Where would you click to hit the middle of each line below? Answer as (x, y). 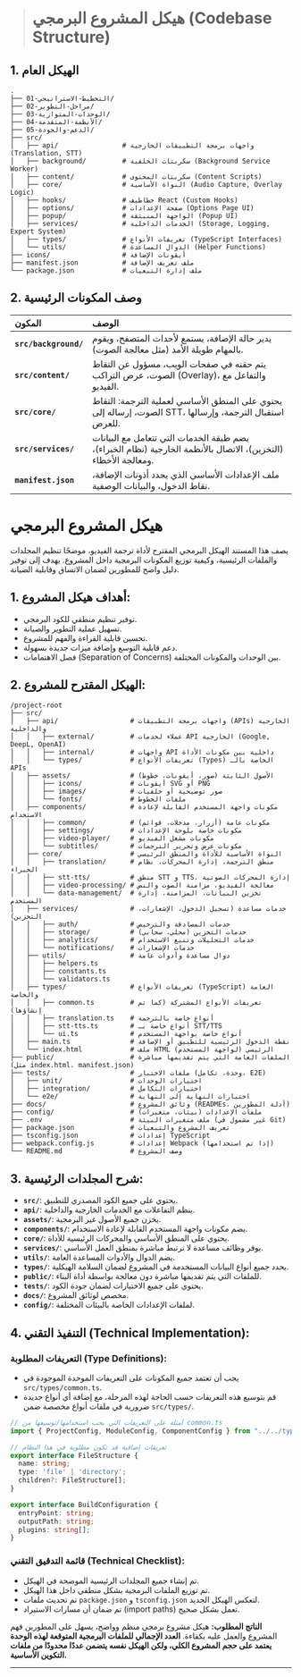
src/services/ (45, 449)
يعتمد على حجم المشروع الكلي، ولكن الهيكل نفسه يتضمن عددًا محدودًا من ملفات (141, 1645)
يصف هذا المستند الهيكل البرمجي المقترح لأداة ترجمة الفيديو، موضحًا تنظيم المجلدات (149, 550)
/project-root (37, 705)
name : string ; (44, 1464)
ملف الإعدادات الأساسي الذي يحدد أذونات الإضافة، (185, 475)
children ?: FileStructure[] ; (72, 1480)
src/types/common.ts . (62, 1387)
